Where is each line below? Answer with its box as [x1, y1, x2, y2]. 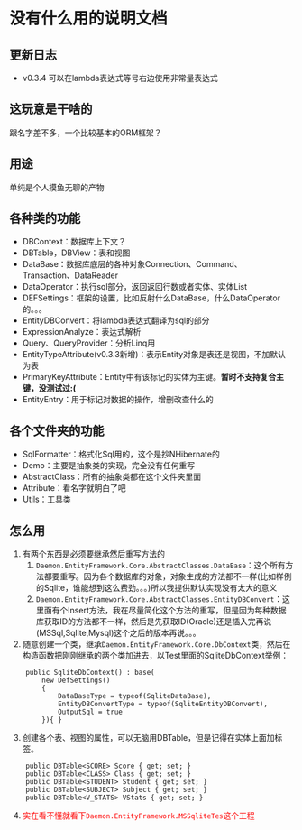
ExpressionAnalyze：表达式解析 [22, 327, 142, 337]
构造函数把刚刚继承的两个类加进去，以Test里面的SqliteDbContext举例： [22, 650, 289, 661]
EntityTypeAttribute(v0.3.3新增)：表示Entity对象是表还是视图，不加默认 [22, 349, 287, 360]
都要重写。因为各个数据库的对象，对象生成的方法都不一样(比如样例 [43, 571, 292, 582]
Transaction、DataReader [22, 270, 119, 281]
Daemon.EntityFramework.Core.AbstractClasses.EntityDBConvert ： [35, 594, 282, 604]
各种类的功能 [9, 211, 81, 226]
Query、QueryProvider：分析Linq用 [22, 337, 156, 348]
